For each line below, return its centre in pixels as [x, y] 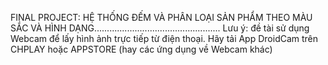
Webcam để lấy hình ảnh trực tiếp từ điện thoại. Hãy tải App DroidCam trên [164, 38]
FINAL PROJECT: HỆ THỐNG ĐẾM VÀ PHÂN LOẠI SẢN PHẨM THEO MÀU [161, 17]
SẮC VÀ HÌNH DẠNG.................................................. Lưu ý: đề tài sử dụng [160, 28]
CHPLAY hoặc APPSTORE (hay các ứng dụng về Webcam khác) [141, 49]
